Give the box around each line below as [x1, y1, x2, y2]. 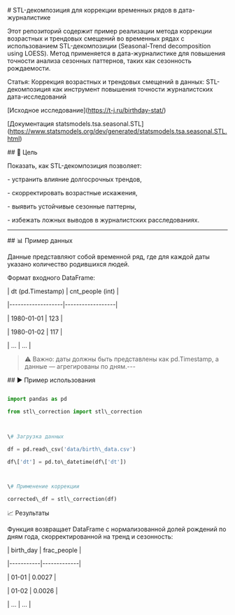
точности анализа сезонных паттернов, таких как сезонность [7, 57, 192, 65]
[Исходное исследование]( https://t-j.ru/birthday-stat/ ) [7, 106, 166, 114]
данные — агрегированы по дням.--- [24, 362, 136, 370]
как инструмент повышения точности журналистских [52, 85, 213, 93]
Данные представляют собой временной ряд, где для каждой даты [7, 253, 210, 261]
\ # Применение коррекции [7, 483, 80, 490]
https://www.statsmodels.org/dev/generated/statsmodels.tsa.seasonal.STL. [9, 127, 227, 135]
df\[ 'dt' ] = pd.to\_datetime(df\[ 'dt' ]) [7, 458, 127, 465]
